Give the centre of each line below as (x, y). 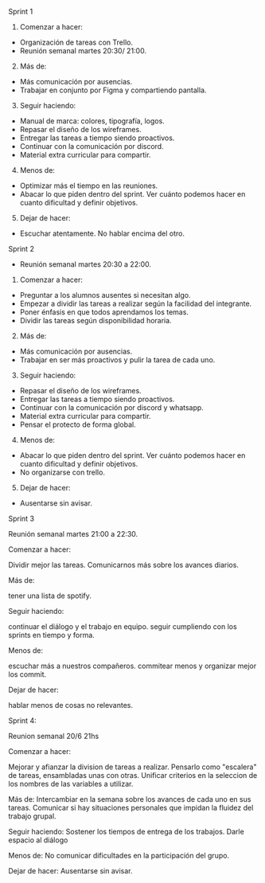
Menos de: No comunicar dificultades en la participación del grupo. (119, 856)
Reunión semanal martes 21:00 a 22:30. (73, 534)
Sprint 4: (23, 721)
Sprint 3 (21, 518)
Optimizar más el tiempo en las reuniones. (89, 186)
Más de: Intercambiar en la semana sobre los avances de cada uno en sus (130, 799)
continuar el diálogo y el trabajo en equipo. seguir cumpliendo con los (123, 627)
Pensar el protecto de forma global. (78, 424)
